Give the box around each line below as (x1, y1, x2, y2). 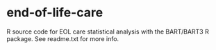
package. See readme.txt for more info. (6, 34, 119, 42)
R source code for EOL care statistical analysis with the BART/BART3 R (6, 27, 209, 36)
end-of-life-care (6, 5, 103, 21)
